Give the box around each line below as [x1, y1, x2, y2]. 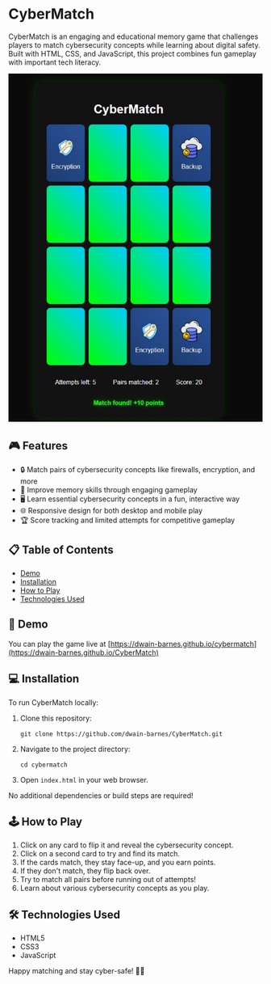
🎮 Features [8, 438, 69, 453]
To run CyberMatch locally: [8, 697, 99, 707]
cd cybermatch [19, 761, 68, 769]
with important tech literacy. [8, 57, 102, 67]
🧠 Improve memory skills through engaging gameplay [19, 485, 198, 495]
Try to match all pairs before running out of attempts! [19, 875, 196, 885]
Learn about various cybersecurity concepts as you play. [19, 883, 210, 893]
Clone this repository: [19, 713, 92, 723]
